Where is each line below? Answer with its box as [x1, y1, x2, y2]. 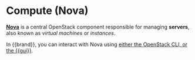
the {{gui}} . [6, 47, 33, 54]
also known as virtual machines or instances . [6, 29, 116, 36]
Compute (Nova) [6, 4, 89, 17]
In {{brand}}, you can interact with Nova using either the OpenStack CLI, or [6, 41, 188, 48]
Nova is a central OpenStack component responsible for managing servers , [6, 23, 190, 30]
